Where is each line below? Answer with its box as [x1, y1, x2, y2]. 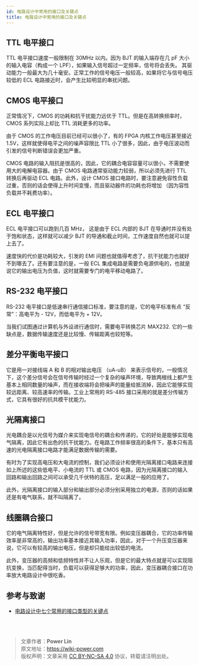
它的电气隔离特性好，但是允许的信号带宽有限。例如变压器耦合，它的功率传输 [6, 530, 193, 537]
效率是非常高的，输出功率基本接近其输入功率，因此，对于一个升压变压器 [6, 537, 182, 544]
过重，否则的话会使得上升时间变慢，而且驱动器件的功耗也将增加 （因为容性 [6, 182, 190, 189]
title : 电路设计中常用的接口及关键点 [6, 14, 87, 20]
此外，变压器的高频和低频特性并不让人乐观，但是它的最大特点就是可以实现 [6, 557, 188, 564]
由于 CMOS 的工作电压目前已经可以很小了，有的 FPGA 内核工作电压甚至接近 [6, 133, 192, 140]
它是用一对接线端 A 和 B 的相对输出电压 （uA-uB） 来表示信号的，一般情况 [6, 366, 188, 373]
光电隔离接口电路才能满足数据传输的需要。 [16, 446, 120, 453]
